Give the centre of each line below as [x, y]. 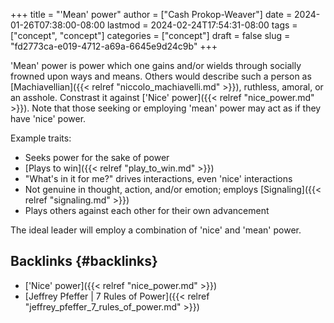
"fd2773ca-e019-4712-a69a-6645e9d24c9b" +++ [114, 46]
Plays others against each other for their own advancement [147, 210]
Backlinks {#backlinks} [84, 261]
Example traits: [41, 138]
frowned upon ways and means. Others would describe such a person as [161, 76]
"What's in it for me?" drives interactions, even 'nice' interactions [158, 178]
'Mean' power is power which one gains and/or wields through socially [156, 65]
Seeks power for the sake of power [97, 157]
